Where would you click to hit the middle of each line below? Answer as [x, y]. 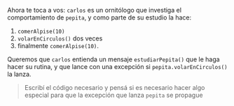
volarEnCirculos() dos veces [60, 38]
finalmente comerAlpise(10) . [58, 46]
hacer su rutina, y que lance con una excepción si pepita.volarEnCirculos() [117, 67]
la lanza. [19, 74]
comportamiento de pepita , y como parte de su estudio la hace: [99, 17]
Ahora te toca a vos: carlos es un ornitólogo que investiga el [95, 10]
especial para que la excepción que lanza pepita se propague [113, 95]
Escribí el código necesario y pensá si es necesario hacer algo [115, 88]
